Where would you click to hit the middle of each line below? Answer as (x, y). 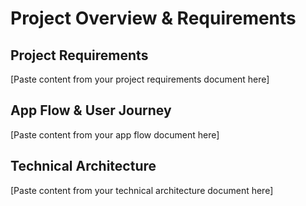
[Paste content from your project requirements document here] (140, 79)
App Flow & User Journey (91, 110)
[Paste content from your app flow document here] (115, 134)
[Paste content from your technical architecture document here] (142, 190)
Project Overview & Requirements (153, 18)
